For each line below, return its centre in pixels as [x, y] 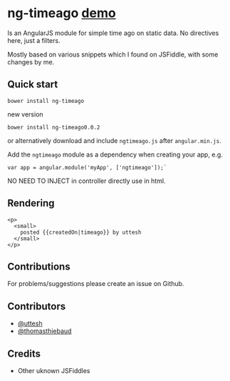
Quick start [33, 85]
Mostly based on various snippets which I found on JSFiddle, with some [113, 54]
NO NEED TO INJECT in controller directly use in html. [87, 181]
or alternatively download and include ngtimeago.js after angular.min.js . [115, 140]
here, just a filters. [34, 40]
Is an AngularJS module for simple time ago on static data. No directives [113, 33]
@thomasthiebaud [45, 331]
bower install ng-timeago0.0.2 [54, 127]
